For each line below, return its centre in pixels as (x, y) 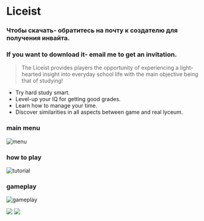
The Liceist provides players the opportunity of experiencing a (100, 68)
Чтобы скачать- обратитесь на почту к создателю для (92, 31)
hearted (31, 74)
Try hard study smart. (43, 92)
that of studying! (42, 81)
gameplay (21, 186)
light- (187, 68)
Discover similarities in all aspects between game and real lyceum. (99, 112)
